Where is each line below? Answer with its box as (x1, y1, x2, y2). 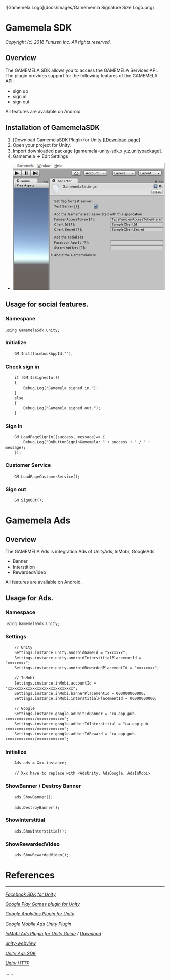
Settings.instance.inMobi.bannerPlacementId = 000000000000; (14, 691, 146, 696)
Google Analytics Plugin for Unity (5, 911, 75, 917)
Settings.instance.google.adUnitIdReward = (14, 731, 108, 736)
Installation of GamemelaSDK (5, 123, 100, 132)
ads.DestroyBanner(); (14, 805, 60, 810)
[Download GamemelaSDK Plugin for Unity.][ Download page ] (12, 137, 141, 143)
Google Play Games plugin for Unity (5, 901, 80, 907)
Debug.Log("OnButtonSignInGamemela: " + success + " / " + (23, 440, 151, 445)
